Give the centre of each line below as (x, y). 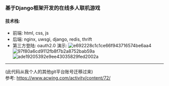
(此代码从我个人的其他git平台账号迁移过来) (49, 72)
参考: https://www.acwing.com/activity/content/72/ (58, 78)
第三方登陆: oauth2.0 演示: (40, 46)
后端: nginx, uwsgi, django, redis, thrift (52, 39)
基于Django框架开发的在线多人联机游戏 (53, 8)
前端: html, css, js (30, 33)
